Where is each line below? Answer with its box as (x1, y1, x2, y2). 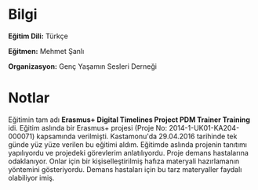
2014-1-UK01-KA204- (168, 123, 240, 132)
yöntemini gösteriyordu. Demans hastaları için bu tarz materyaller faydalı (8, 164, 242, 174)
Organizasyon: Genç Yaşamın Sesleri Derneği (8, 61, 158, 71)
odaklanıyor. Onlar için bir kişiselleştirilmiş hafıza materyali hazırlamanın (8, 156, 240, 166)
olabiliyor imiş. (8, 173, 55, 182)
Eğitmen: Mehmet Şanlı (8, 46, 85, 56)
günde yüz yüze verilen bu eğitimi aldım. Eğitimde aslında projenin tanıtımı (8, 139, 247, 149)
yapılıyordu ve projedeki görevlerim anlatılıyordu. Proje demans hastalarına (8, 148, 249, 157)
